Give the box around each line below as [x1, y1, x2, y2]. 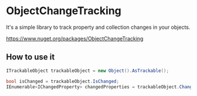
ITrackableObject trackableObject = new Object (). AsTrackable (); [6, 68, 169, 74]
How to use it [6, 52, 55, 62]
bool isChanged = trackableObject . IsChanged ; [6, 78, 119, 84]
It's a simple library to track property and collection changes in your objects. [6, 24, 191, 31]
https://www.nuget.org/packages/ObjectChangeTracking [6, 35, 144, 42]
